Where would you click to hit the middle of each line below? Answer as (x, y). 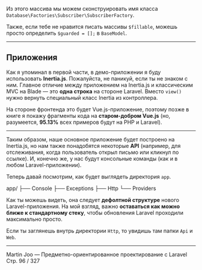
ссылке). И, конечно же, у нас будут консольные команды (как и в (92, 158)
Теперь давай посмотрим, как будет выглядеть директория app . (89, 176)
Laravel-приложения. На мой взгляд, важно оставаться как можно (93, 206)
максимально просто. (35, 219)
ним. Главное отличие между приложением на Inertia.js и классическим (100, 85)
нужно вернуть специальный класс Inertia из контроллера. (82, 97)
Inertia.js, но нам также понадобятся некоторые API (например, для (93, 146)
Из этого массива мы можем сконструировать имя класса (82, 9)
